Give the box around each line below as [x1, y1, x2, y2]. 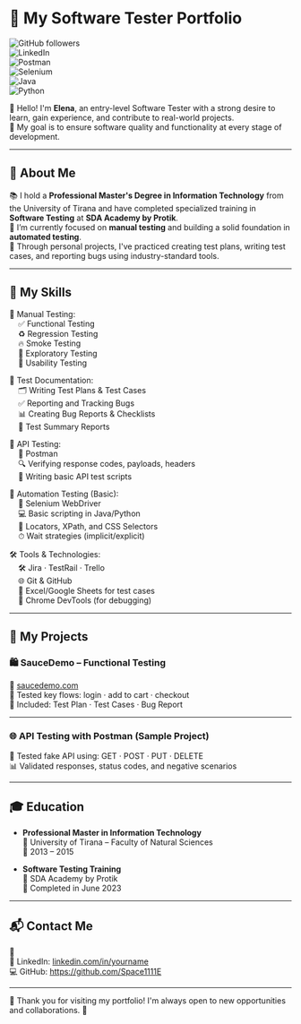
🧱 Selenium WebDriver [17, 497, 101, 509]
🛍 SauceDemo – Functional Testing [9, 656, 167, 668]
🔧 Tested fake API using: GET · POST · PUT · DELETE [9, 750, 204, 761]
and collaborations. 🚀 [9, 1005, 88, 1016]
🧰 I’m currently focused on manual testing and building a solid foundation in [9, 221, 291, 232]
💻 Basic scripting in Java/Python [17, 508, 141, 519]
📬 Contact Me [9, 918, 93, 934]
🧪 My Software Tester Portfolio [9, 8, 243, 29]
